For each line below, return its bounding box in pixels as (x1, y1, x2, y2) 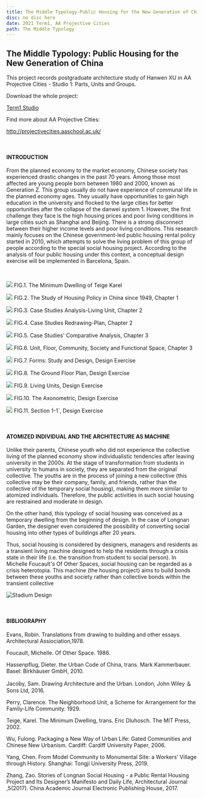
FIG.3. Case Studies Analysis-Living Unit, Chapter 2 (13, 307, 143, 314)
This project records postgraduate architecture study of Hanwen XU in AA (6, 74, 191, 82)
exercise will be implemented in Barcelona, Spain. (6, 257, 131, 265)
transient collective (6, 580, 54, 587)
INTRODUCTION (6, 153, 49, 161)
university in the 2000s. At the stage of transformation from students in (6, 459, 185, 467)
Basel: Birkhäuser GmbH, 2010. (6, 667, 84, 675)
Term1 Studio (6, 104, 39, 111)
